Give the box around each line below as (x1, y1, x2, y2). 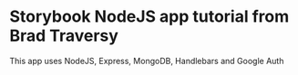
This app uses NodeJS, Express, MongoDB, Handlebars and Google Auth (9, 55, 284, 66)
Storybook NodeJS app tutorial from (9, 6, 290, 27)
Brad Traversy (9, 25, 118, 46)
